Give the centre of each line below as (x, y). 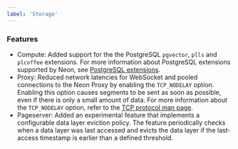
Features (22, 38)
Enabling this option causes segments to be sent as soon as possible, (119, 92)
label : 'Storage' (32, 14)
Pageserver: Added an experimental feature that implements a (108, 115)
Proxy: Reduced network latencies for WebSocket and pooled (107, 77)
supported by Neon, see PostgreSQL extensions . (89, 69)
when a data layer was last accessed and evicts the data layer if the (116, 130)
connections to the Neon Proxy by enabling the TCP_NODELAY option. (115, 84)
